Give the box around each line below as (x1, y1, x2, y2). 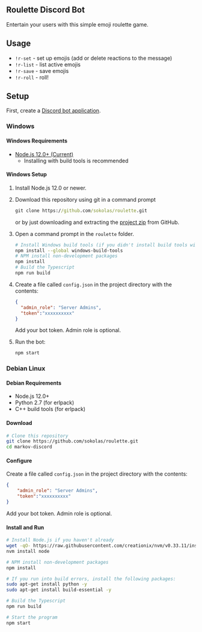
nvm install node (6, 548, 50, 554)
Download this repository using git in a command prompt (14, 196, 156, 203)
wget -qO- (6, 543, 31, 549)
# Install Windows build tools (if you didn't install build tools (14, 241, 188, 248)
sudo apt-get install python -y (6, 581, 87, 587)
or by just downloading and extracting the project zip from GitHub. (14, 219, 180, 226)
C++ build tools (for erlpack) (14, 406, 86, 413)
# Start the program (6, 614, 58, 621)
